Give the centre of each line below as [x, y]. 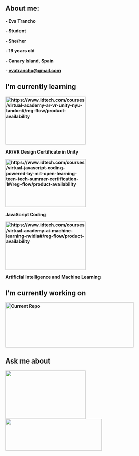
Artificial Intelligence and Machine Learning [53, 277]
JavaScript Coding [26, 214]
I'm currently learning [41, 87]
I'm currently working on [46, 293]
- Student [16, 31]
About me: [23, 8]
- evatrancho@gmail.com [33, 70]
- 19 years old [20, 50]
